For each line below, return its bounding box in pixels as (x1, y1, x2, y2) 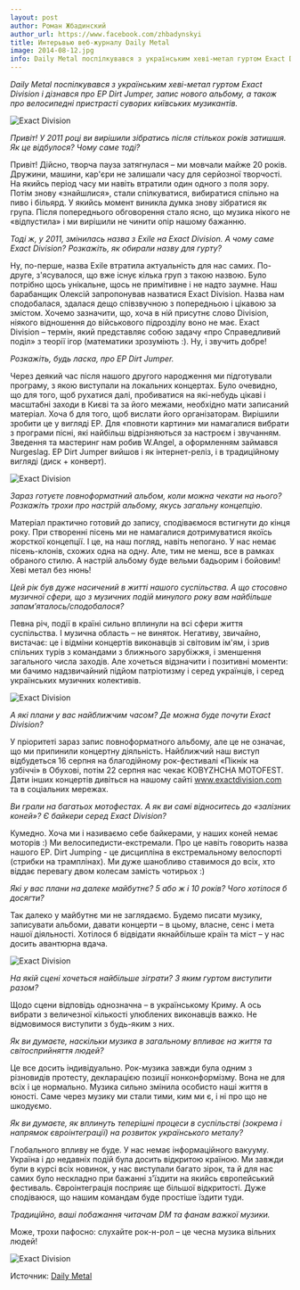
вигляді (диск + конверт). (10, 456, 107, 467)
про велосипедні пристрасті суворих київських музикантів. (10, 98, 239, 108)
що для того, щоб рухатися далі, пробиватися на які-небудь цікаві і (10, 390, 266, 400)
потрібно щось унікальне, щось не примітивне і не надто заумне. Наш (10, 279, 278, 290)
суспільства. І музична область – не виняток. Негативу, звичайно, (10, 628, 261, 638)
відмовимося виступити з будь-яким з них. (10, 1019, 175, 1029)
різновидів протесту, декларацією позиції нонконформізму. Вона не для (10, 1072, 286, 1082)
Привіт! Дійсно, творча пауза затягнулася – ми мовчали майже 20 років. (10, 160, 288, 170)
